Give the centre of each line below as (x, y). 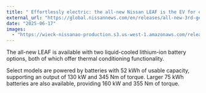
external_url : (25, 18)
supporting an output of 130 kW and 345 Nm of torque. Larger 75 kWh (95, 77)
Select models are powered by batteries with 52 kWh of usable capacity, (98, 70)
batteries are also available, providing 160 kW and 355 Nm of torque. (93, 84)
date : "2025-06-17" (31, 23)
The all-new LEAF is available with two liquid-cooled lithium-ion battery (96, 52)
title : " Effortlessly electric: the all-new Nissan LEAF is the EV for (101, 12)
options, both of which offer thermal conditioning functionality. (85, 59)
